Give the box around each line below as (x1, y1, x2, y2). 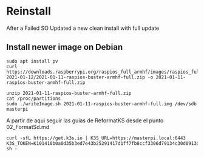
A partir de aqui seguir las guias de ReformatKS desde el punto (6, 117, 164, 124)
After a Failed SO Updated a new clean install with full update (6, 24, 160, 32)
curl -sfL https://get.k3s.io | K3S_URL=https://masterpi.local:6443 (6, 135, 186, 141)
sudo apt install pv (6, 58, 59, 65)
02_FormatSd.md (6, 123, 50, 130)
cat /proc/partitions (6, 96, 61, 102)
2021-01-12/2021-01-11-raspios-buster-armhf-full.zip (6, 74, 146, 80)
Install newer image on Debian (6, 42, 123, 52)
